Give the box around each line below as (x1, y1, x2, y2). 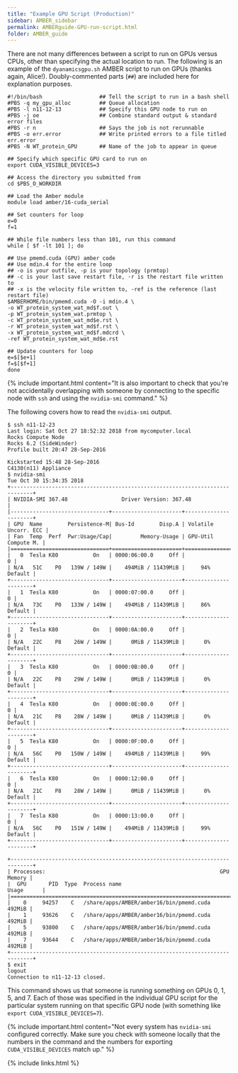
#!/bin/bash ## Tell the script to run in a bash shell (7, 94, 230, 101)
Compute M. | (7, 540, 46, 547)
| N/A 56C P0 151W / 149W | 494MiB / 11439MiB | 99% (7, 825, 211, 832)
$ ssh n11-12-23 (7, 421, 55, 429)
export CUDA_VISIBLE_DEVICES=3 (7, 162, 100, 169)
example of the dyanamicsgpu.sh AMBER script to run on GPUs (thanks (7, 65, 212, 73)
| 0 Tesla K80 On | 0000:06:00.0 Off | (7, 552, 186, 559)
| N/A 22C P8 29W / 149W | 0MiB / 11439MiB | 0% (7, 676, 211, 683)
